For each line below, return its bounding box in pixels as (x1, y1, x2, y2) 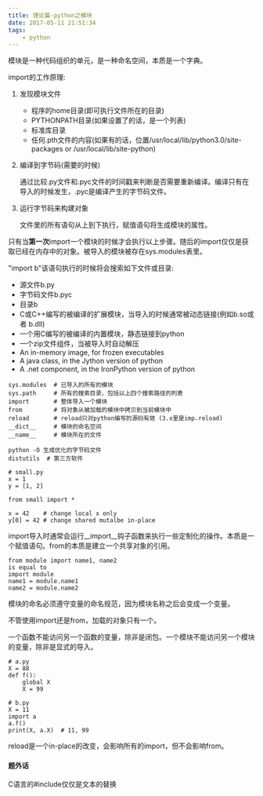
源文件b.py (19, 280, 55, 290)
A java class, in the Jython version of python (19, 356, 163, 366)
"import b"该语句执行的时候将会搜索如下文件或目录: (8, 264, 175, 273)
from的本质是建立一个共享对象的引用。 (49, 541, 175, 550)
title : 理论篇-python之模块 (8, 11, 92, 20)
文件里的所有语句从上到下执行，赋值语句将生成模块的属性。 (19, 221, 212, 230)
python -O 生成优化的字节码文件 (8, 447, 102, 455)
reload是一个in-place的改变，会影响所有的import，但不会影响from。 (8, 741, 229, 750)
